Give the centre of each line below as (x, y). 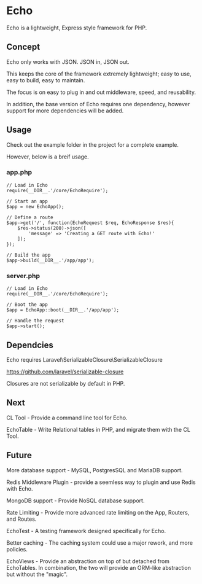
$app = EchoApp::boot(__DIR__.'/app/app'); (63, 310)
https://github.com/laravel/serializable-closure (65, 372)
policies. (17, 549)
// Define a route (30, 217)
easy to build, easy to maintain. (46, 80)
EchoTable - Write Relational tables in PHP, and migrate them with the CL (98, 429)
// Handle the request (35, 321)
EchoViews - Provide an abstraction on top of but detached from (88, 561)
